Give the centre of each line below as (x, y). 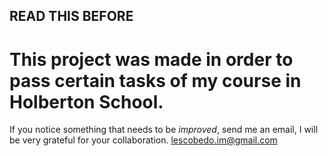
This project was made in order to (151, 59)
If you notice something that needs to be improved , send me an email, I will (164, 130)
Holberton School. (86, 101)
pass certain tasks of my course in (155, 80)
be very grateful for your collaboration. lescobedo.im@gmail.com (143, 140)
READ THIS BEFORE (71, 16)
